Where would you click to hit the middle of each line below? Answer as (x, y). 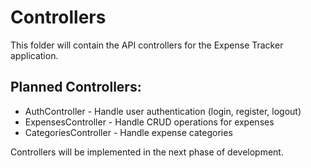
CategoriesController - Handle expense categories (128, 132)
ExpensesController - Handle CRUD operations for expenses (149, 122)
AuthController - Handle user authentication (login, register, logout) (163, 111)
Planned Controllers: (76, 87)
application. (34, 55)
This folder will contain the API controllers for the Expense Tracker (147, 45)
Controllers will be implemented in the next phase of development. (147, 152)
